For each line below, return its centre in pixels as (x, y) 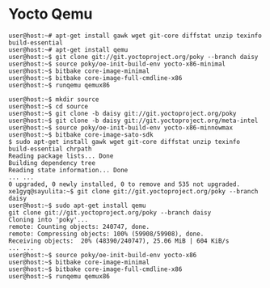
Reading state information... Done (68, 170)
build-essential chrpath (50, 149)
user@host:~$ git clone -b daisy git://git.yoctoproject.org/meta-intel (133, 121)
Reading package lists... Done (61, 156)
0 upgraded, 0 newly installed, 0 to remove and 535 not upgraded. (124, 184)
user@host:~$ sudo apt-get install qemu (78, 205)
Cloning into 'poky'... (49, 219)
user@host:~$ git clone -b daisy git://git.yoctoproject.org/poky (122, 113)
